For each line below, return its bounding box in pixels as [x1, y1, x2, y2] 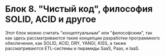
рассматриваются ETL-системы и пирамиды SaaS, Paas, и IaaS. [5, 45, 140, 51]
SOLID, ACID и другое [5, 14, 97, 25]
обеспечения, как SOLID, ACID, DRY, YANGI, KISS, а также [5, 40, 127, 46]
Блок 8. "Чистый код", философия [5, 3, 153, 15]
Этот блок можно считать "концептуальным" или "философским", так [5, 30, 153, 36]
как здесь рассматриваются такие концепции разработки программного [5, 35, 160, 41]
